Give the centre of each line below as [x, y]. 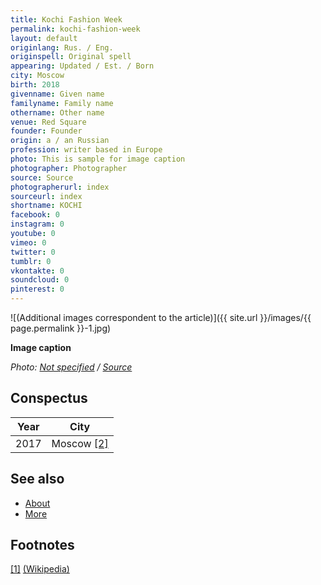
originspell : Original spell [71, 57]
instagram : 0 [37, 224]
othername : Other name [57, 112]
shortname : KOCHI [46, 206]
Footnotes [42, 545]
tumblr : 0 [31, 261]
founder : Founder [46, 131]
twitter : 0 [33, 252]
